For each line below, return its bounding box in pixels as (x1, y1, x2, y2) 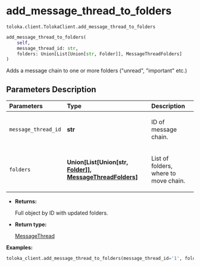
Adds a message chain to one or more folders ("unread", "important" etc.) (6, 67, 187, 74)
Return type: (14, 221, 47, 228)
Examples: (6, 244, 33, 251)
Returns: (14, 198, 37, 205)
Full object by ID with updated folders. (14, 209, 108, 216)
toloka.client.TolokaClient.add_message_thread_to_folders (6, 24, 156, 30)
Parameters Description (6, 84, 96, 95)
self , (17, 40, 31, 46)
